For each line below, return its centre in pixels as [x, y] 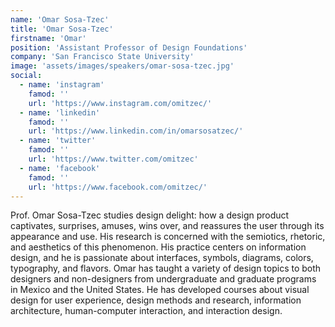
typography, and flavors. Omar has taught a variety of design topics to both [166, 268]
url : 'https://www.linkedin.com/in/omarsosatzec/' [136, 131]
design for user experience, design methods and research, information [156, 300]
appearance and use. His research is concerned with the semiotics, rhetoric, [168, 237]
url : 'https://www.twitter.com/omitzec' [113, 159]
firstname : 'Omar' [48, 38]
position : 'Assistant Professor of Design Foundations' [129, 47]
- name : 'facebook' [60, 168]
